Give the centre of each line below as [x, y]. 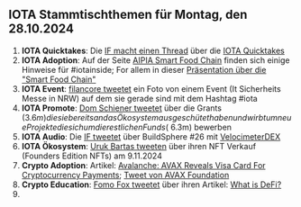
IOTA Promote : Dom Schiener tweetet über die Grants [122, 108]
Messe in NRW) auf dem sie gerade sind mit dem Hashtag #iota [139, 98]
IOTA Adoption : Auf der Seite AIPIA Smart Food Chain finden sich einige [155, 60]
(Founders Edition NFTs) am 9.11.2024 [92, 156]
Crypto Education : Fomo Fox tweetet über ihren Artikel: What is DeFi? [151, 184]
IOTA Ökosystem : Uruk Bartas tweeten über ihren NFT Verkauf [139, 146]
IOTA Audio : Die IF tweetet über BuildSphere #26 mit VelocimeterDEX [151, 136]
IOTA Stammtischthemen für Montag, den [128, 15]
